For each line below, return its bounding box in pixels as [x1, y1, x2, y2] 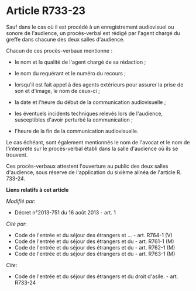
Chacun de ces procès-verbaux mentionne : [6, 47, 113, 54]
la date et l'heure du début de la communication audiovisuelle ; [14, 98, 166, 106]
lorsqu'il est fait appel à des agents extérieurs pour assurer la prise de [14, 81, 184, 88]
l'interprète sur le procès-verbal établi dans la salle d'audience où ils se [6, 145, 178, 152]
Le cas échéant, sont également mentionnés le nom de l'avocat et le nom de [6, 138, 190, 145]
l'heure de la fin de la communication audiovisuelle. [14, 127, 139, 134]
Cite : [6, 261, 18, 268]
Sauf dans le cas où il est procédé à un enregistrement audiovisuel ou [6, 23, 174, 30]
